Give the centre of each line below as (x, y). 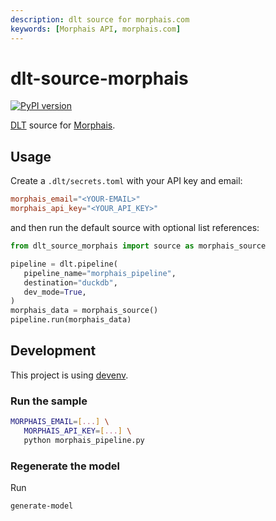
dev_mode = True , (55, 292)
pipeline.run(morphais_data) (71, 320)
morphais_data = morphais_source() (84, 311)
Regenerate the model (65, 466)
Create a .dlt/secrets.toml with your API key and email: (126, 181)
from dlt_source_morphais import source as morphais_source (138, 246)
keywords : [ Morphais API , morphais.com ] (96, 29)
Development (53, 351)
